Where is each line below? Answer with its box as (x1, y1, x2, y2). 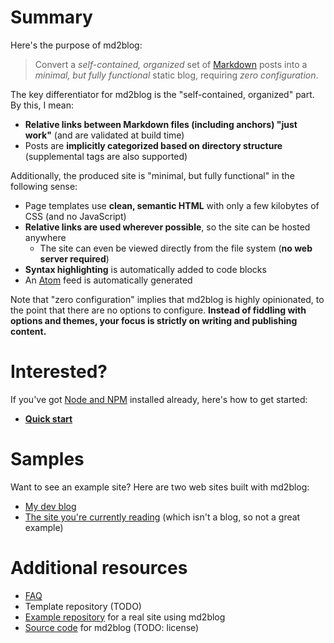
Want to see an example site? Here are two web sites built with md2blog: (10, 481, 310, 493)
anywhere (24, 231, 67, 243)
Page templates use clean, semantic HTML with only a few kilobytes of (24, 199, 320, 211)
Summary (10, 6, 93, 29)
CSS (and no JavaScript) (24, 210, 127, 222)
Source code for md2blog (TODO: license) (24, 621, 200, 633)
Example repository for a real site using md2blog (24, 611, 226, 623)
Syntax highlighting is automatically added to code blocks (24, 263, 267, 275)
